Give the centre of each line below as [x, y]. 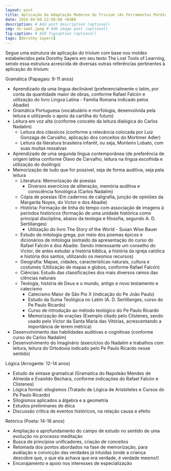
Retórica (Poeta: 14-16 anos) [35, 421]
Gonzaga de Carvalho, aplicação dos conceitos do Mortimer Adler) [91, 137]
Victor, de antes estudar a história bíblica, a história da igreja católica [92, 251]
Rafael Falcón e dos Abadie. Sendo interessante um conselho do [88, 245]
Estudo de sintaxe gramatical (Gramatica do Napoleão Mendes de [82, 373]
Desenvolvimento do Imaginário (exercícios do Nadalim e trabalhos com [88, 343]
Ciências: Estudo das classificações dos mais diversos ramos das [89, 272]
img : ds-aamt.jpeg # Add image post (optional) [57, 29]
